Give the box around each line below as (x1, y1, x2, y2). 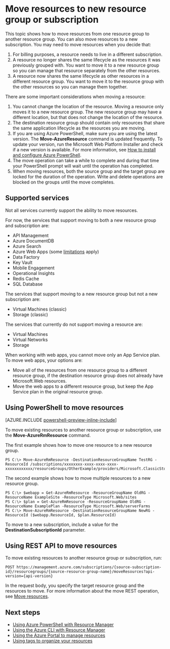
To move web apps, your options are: (5, 357, 83, 363)
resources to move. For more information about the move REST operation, (5, 588, 159, 594)
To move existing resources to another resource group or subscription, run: (5, 555, 162, 561)
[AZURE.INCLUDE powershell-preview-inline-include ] (5, 417, 117, 423)
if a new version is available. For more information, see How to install (12, 146, 156, 152)
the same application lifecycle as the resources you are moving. (12, 125, 146, 131)
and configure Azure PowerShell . (12, 152, 82, 158)
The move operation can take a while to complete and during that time (12, 157, 159, 163)
